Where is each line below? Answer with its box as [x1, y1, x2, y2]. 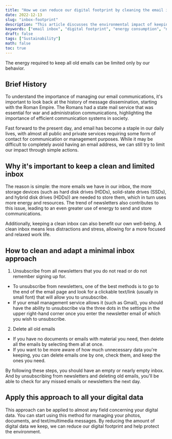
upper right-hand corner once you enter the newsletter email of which [12, 310, 161, 317]
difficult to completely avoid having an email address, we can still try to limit [5, 141, 165, 148]
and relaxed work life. [5, 232, 51, 238]
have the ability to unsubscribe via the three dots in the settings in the [12, 305, 160, 311]
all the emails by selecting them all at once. [12, 341, 104, 347]
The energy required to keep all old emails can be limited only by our [5, 59, 150, 66]
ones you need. [12, 358, 46, 364]
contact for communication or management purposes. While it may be [5, 136, 153, 142]
